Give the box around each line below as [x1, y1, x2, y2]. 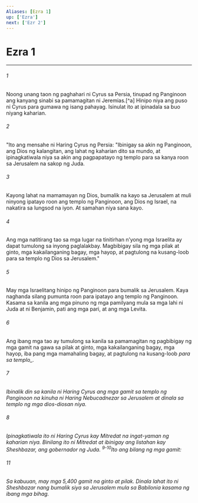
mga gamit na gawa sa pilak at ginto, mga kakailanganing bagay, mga [6, 344, 175, 351]
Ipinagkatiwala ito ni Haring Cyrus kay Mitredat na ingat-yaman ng [6, 432, 169, 439]
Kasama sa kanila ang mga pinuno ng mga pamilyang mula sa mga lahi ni [6, 299, 184, 306]
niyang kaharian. [6, 109, 47, 116]
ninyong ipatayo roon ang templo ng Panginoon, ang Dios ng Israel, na [6, 198, 177, 205]
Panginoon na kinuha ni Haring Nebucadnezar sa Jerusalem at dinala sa [6, 394, 184, 401]
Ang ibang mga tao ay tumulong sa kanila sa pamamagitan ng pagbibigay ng [6, 337, 192, 344]
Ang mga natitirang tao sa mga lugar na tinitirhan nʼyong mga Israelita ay [6, 236, 183, 243]
